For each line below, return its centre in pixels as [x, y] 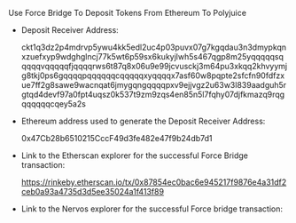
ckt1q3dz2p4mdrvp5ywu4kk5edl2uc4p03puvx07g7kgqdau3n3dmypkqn [154, 47]
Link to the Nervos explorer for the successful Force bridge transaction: [152, 209]
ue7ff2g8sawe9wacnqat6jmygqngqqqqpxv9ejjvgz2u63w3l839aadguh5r [154, 85]
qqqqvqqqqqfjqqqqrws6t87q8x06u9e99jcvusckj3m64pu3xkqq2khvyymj [154, 66]
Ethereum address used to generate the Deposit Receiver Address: [143, 121]
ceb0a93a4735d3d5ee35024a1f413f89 [93, 191]
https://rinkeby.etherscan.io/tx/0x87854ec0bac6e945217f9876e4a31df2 [154, 182]
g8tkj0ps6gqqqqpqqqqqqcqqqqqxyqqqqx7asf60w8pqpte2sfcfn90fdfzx [153, 76]
